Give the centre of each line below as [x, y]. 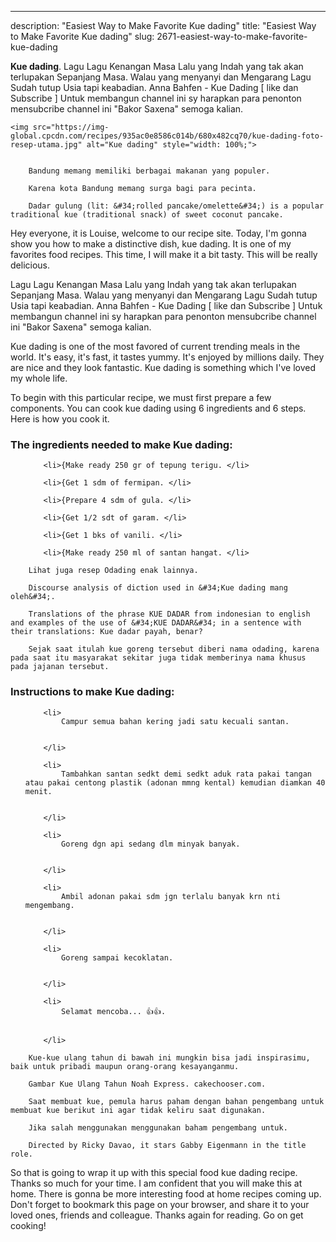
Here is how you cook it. [60, 419]
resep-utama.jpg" [46, 145]
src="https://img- [71, 127]
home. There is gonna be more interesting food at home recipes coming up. [166, 1193]
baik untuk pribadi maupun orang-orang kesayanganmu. [125, 1066]
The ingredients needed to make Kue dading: [121, 444]
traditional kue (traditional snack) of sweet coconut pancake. [147, 215]
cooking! [28, 1225]
